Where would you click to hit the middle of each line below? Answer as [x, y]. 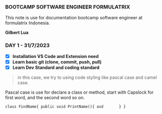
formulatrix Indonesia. [28, 23]
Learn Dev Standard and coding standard [56, 67]
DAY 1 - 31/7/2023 [27, 46]
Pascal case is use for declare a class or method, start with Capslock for [80, 92]
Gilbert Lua [17, 33]
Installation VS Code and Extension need [55, 56]
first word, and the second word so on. [45, 97]
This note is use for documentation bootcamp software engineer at [74, 18]
